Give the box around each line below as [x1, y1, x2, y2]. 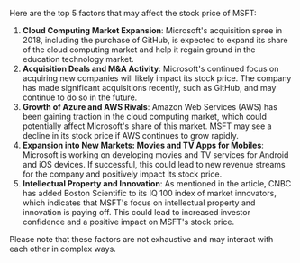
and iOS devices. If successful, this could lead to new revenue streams [22, 159, 286, 169]
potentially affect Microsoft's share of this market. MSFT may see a [22, 121, 272, 131]
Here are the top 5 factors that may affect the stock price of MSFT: [9, 8, 257, 18]
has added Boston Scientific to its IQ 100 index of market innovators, [22, 188, 277, 198]
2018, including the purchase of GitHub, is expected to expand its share [22, 35, 288, 45]
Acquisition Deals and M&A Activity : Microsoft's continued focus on [22, 63, 279, 74]
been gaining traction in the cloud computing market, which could [22, 112, 268, 122]
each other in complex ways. [9, 243, 117, 254]
